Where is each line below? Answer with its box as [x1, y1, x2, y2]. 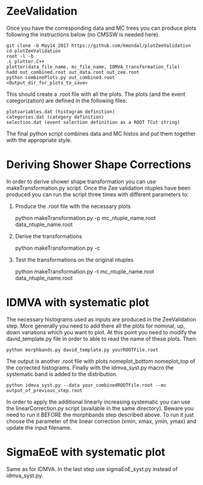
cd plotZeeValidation [6, 47, 61, 54]
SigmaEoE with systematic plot [6, 445, 165, 459]
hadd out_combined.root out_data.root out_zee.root [6, 69, 139, 75]
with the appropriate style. [6, 136, 72, 143]
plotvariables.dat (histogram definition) [6, 108, 115, 115]
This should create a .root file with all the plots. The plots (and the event [6, 90, 186, 98]
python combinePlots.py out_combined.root [6, 74, 115, 80]
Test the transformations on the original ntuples [15, 256, 134, 263]
